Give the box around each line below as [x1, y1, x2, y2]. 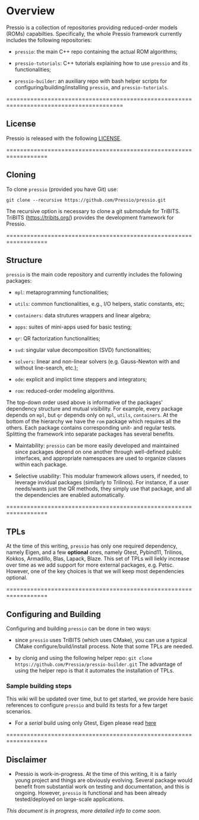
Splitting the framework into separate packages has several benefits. [6, 430, 175, 438]
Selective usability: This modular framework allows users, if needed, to [14, 472, 188, 480]
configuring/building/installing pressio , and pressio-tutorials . [14, 83, 169, 90]
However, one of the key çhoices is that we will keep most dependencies [6, 568, 184, 575]
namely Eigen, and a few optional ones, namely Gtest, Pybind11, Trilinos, [6, 549, 184, 556]
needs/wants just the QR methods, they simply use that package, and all [14, 485, 192, 492]
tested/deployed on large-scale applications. [14, 796, 125, 803]
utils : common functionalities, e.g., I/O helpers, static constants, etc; [14, 301, 185, 308]
